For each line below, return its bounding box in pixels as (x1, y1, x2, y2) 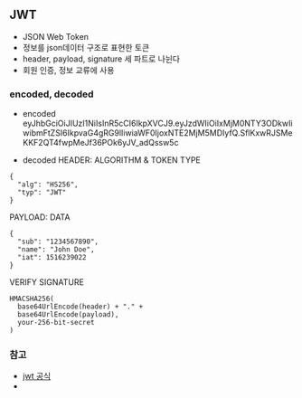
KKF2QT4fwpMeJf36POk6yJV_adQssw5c (22, 137, 179, 148)
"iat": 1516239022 (17, 253, 88, 262)
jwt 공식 (22, 371, 52, 382)
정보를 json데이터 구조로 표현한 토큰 (22, 42, 150, 52)
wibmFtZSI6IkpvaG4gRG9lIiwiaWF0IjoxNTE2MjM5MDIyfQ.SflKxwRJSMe (22, 128, 293, 138)
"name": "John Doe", (17, 245, 95, 254)
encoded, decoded (9, 88, 94, 100)
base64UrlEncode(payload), (17, 310, 119, 319)
